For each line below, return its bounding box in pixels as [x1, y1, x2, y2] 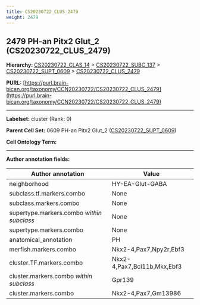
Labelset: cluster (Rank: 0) [6, 116, 72, 123]
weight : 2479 [6, 14, 39, 20]
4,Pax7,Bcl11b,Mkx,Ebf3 [112, 263, 182, 271]
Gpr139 [112, 276, 134, 284]
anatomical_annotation [9, 236, 73, 244]
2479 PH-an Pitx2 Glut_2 [6, 36, 99, 46]
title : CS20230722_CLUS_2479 [6, 8, 79, 15]
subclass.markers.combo [9, 199, 80, 207]
